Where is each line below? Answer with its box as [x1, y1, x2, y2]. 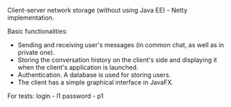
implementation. [7, 13, 54, 22]
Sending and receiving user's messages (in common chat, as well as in [17, 41, 225, 49]
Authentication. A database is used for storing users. [17, 70, 171, 79]
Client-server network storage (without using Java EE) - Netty [7, 6, 188, 14]
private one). [17, 49, 55, 56]
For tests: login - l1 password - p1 [7, 92, 104, 100]
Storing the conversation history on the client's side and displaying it [17, 56, 218, 64]
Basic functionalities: [7, 27, 69, 35]
